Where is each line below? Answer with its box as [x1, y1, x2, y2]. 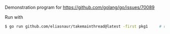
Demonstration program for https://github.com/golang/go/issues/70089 [5, 5, 155, 10]
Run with [5, 14, 23, 20]
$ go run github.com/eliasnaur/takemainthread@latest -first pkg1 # [5, 24, 162, 29]
